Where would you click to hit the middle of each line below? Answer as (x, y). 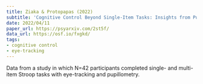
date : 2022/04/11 (28, 23)
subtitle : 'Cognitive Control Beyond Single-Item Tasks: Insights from (98, 17)
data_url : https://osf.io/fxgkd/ (48, 34)
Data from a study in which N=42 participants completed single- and (92, 68)
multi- (186, 68)
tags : (13, 40)
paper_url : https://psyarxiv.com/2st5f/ (58, 28)
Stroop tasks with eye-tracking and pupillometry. (79, 74)
